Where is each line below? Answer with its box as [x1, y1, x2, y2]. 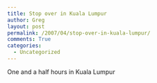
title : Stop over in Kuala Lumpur [7, 10, 108, 17]
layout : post [7, 23, 45, 30]
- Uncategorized [13, 49, 60, 56]
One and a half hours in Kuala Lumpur [7, 67, 116, 76]
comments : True [7, 36, 51, 43]
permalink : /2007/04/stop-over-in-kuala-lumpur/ [7, 29, 151, 37]
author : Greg [7, 17, 45, 24]
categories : [7, 42, 42, 49]
